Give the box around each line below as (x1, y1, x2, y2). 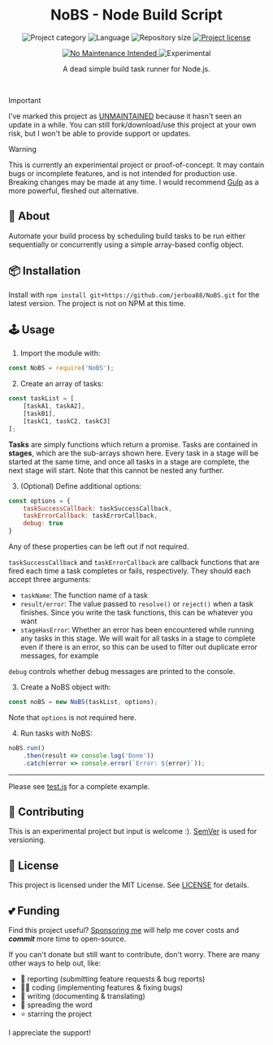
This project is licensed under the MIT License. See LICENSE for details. (8, 880, 249, 890)
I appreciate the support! (8, 1027, 91, 1037)
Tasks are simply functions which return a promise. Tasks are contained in (8, 439, 258, 449)
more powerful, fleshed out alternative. (8, 185, 139, 196)
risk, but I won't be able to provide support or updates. (8, 128, 191, 138)
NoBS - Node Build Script (50, 6, 223, 24)
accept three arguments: (8, 575, 91, 584)
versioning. (8, 835, 46, 845)
